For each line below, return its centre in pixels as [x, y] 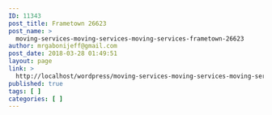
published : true [36, 83]
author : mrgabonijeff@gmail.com [63, 46]
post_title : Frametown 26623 [57, 23]
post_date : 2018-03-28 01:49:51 [63, 53]
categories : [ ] [36, 99]
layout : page [30, 62]
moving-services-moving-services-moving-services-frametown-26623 [130, 38]
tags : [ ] [25, 91]
